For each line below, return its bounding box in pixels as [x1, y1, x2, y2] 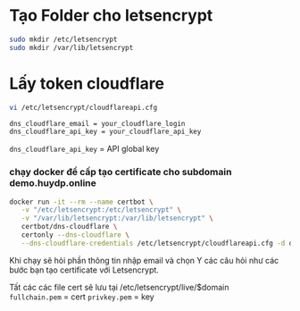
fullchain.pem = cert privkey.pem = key [9, 291, 154, 302]
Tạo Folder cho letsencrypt [9, 5, 213, 26]
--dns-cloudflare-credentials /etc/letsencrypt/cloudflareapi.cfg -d [21, 239, 286, 248]
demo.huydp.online [9, 177, 96, 189]
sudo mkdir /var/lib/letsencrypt [9, 43, 134, 52]
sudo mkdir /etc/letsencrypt [9, 35, 118, 44]
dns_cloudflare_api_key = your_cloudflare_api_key [9, 127, 202, 137]
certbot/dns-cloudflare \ [21, 223, 118, 231]
